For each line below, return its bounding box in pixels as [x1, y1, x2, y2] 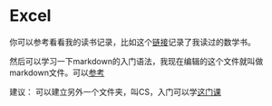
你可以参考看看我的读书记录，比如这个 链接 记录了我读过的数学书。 [9, 36, 256, 47]
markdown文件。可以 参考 [9, 67, 105, 78]
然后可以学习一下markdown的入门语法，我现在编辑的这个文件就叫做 [9, 55, 264, 66]
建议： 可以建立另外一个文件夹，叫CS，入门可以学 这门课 [9, 86, 222, 97]
